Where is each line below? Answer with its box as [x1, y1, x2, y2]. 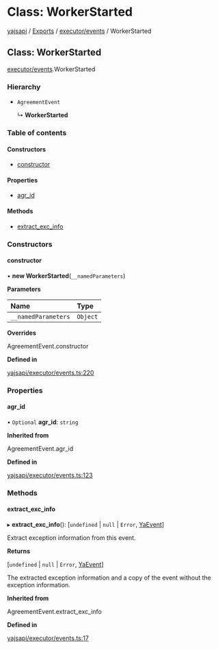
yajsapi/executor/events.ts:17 [7, 634, 89, 642]
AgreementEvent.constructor [7, 342, 89, 350]
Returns [7, 547, 31, 555]
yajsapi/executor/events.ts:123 [7, 471, 94, 479]
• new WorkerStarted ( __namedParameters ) [7, 272, 126, 280]
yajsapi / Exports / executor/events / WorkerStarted [7, 27, 152, 35]
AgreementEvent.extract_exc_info [7, 607, 103, 615]
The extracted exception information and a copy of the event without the [7, 574, 212, 582]
